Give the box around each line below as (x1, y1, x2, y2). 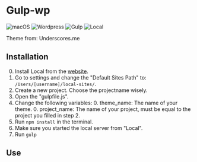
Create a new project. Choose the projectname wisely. (14, 87, 148, 94)
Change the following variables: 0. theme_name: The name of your (14, 99, 178, 106)
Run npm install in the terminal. (14, 118, 93, 125)
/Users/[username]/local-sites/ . (14, 80, 97, 87)
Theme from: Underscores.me (6, 34, 80, 42)
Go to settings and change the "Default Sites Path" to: (14, 74, 147, 81)
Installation (6, 52, 49, 62)
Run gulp (14, 131, 37, 138)
